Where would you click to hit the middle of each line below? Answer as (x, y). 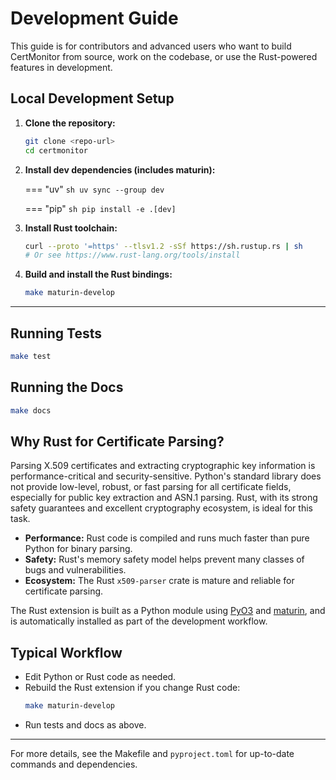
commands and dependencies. (74, 764)
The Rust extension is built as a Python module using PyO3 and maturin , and (168, 611)
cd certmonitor (56, 150)
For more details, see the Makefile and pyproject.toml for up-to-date (152, 753)
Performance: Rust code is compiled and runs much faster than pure (167, 538)
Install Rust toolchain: (71, 228)
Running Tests (56, 333)
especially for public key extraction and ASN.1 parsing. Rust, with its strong (164, 498)
